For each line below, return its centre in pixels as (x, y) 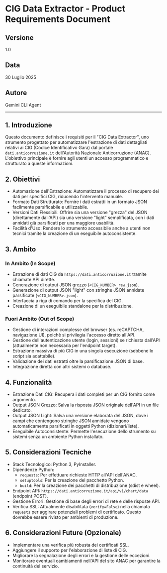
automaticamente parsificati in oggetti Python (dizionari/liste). (76, 426)
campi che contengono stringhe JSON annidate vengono (71, 421)
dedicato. (22, 410)
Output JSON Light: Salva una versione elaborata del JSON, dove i (80, 416)
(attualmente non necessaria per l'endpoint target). (64, 345)
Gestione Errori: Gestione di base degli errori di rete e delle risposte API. (86, 501)
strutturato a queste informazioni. (39, 164)
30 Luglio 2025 (21, 77)
